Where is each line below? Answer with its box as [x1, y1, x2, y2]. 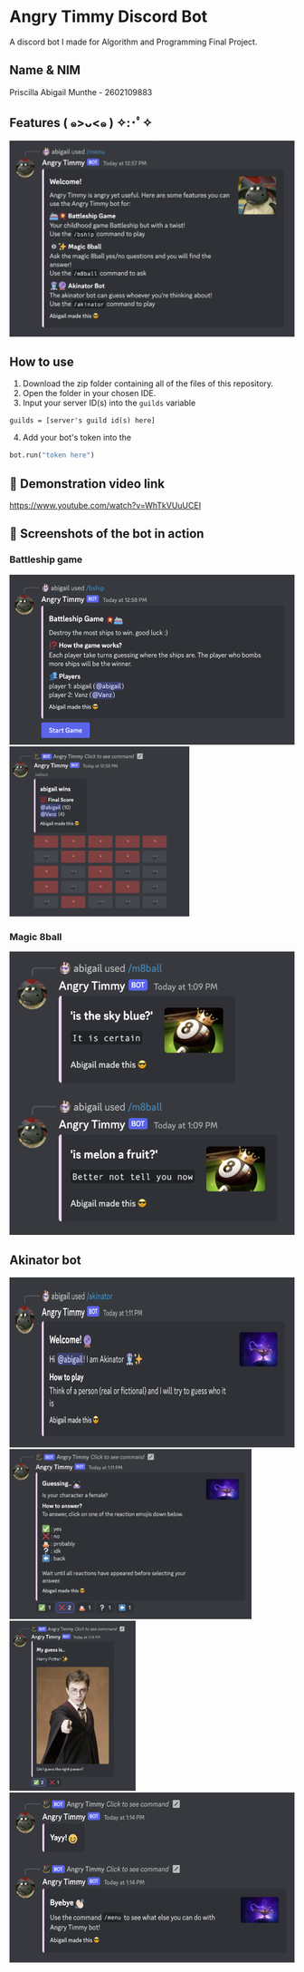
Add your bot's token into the [22, 432, 132, 443]
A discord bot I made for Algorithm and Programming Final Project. [9, 36, 258, 47]
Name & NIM [9, 63, 81, 78]
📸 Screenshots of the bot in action [9, 526, 204, 541]
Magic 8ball [9, 930, 62, 943]
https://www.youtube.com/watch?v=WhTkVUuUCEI [9, 500, 202, 511]
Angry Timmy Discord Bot [9, 6, 208, 27]
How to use [9, 354, 74, 369]
